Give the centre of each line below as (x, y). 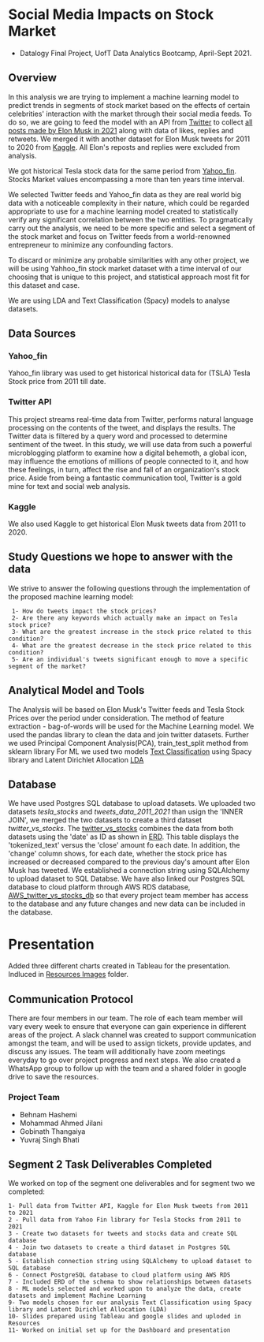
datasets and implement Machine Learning (77, 1296)
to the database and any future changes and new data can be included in (127, 904)
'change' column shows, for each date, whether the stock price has (117, 854)
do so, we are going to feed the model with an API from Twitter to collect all (130, 122)
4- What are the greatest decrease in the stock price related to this (132, 645)
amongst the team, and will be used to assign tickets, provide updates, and (130, 1043)
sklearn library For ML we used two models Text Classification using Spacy (130, 751)
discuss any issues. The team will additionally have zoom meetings (117, 1052)
